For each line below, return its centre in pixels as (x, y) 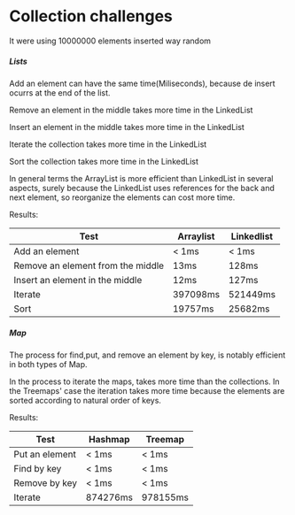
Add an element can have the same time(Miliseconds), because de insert (143, 83)
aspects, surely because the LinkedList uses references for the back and (142, 188)
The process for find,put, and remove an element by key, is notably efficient (147, 355)
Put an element (45, 454)
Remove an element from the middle (89, 265)
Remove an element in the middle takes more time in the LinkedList (131, 110)
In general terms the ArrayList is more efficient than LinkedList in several (141, 178)
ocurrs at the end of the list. (60, 92)
